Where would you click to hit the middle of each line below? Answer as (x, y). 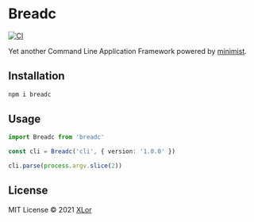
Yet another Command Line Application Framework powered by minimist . (128, 51)
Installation (37, 76)
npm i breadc (30, 94)
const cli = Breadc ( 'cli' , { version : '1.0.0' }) (92, 151)
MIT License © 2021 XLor (50, 209)
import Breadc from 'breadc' (56, 137)
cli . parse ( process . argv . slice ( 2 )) (65, 166)
